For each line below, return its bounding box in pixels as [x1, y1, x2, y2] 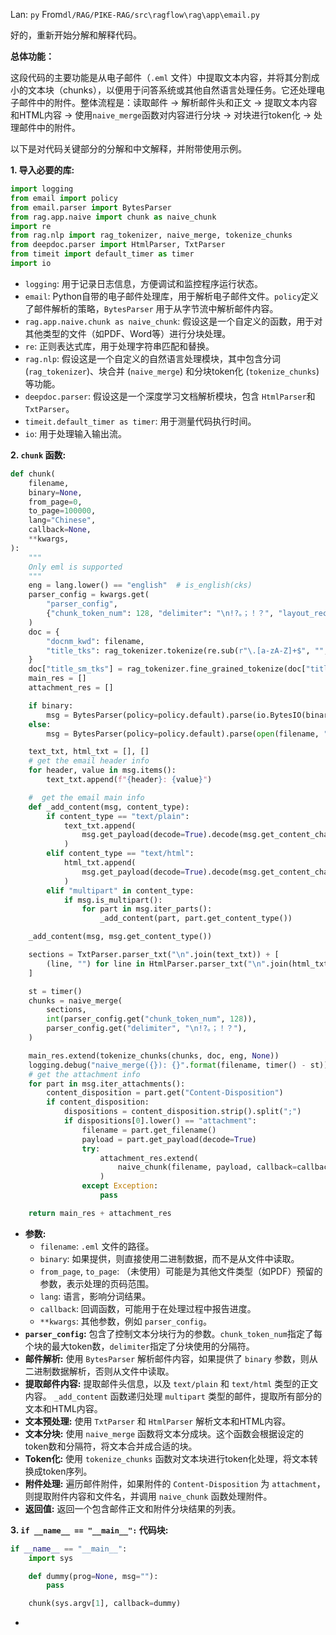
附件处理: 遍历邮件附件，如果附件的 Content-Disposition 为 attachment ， [24, 1477, 326, 1489]
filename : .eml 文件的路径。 [39, 1240, 155, 1252]
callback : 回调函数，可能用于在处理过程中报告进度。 [39, 1302, 257, 1314]
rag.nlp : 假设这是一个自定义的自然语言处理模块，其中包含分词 [24, 352, 281, 364]
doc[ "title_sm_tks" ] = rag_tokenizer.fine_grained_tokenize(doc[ [28, 664, 307, 674]
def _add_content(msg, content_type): [28, 802, 190, 812]
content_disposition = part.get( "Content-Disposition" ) [46, 1088, 284, 1098]
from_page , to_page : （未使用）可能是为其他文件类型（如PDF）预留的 [39, 1265, 323, 1277]
